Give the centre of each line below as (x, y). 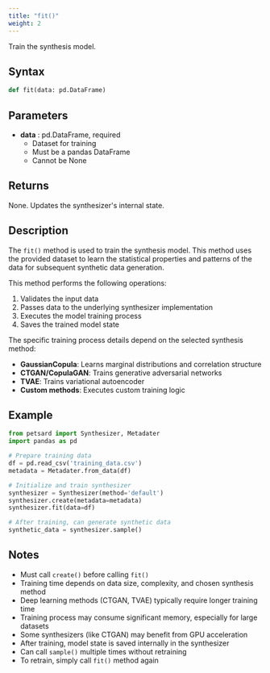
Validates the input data (59, 299)
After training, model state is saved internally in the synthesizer (125, 643)
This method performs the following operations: (87, 282)
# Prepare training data (50, 456)
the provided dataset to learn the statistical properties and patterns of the (130, 258)
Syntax (27, 71)
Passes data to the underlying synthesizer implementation (116, 307)
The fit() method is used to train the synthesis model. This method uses (130, 250)
